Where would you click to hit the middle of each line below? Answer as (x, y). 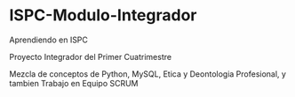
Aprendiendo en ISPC (49, 40)
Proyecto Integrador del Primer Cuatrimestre (90, 56)
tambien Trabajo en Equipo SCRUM (74, 83)
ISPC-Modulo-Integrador (103, 15)
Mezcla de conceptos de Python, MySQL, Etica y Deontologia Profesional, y (148, 74)
